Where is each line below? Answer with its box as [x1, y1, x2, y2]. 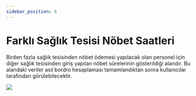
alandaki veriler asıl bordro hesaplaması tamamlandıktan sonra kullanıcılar [6, 66, 186, 73]
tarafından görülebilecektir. [6, 72, 72, 80]
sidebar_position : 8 [6, 8, 58, 15]
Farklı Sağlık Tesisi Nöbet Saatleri [6, 34, 175, 47]
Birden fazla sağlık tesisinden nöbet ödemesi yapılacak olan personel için [6, 54, 185, 61]
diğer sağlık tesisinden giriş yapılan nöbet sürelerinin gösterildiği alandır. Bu [6, 59, 191, 67]
